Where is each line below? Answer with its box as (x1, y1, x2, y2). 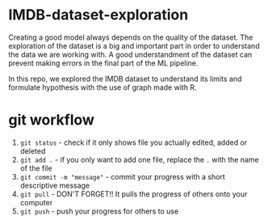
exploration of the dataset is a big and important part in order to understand (8, 40, 260, 50)
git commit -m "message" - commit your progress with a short (19, 171, 226, 181)
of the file (19, 163, 52, 173)
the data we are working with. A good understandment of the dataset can (8, 49, 253, 59)
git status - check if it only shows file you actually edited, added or (19, 137, 248, 147)
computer (19, 197, 53, 207)
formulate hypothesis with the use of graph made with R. (8, 82, 197, 92)
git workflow (8, 111, 95, 129)
